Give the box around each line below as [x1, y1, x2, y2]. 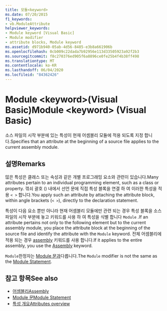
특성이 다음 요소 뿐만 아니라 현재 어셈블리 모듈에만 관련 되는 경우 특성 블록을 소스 [5, 208, 162, 214]
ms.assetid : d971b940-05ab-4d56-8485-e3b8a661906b [5, 44, 113, 49]
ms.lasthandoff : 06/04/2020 [5, 68, 64, 73]
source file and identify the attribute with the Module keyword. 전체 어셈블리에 [5, 231, 162, 237]
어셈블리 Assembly [12, 288, 49, 295]
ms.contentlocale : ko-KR [5, 63, 57, 68]
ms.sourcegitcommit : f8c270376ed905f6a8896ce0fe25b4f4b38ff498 [5, 53, 140, 59]
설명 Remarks [5, 160, 46, 168]
